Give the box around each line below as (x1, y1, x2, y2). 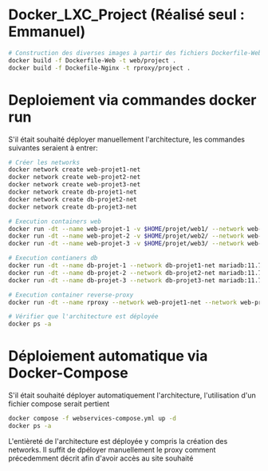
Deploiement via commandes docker (8, 90, 257, 109)
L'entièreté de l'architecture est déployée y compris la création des (8, 436, 228, 445)
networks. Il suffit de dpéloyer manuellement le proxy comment (8, 445, 216, 454)
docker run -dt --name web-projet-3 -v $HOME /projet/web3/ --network (8, 240, 245, 248)
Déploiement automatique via (8, 347, 208, 365)
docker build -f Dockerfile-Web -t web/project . (8, 56, 177, 65)
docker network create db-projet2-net (8, 195, 137, 203)
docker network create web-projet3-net (8, 181, 141, 189)
